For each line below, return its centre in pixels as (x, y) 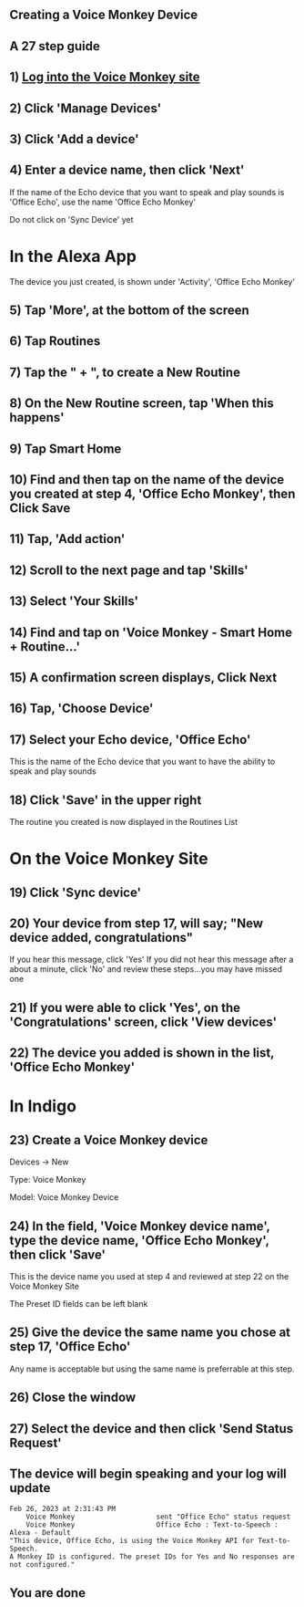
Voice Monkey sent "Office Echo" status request (158, 1517)
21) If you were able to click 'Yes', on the (125, 1007)
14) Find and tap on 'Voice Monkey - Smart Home (151, 632)
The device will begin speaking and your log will (148, 1473)
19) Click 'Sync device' (76, 892)
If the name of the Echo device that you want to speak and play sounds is (147, 192)
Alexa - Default (40, 1533)
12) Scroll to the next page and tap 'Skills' (129, 570)
